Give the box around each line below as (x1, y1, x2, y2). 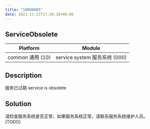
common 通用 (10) (7, 54, 51, 61)
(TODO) (5, 119, 21, 125)
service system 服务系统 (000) (55, 54, 127, 61)
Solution (5, 99, 32, 108)
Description (5, 71, 42, 80)
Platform (19, 45, 40, 52)
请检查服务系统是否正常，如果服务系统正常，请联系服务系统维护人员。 (5, 113, 148, 119)
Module (82, 45, 101, 52)
